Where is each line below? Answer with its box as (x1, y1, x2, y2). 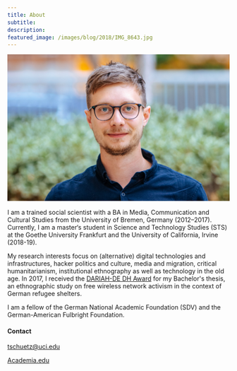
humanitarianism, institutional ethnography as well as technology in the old (7, 266, 224, 275)
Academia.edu (7, 356, 49, 365)
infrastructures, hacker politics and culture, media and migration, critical (7, 259, 217, 268)
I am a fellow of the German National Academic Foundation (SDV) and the (7, 302, 221, 311)
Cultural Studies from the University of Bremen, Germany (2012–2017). (7, 216, 212, 224)
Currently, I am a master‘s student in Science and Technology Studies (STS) (7, 223, 228, 231)
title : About (7, 11, 46, 18)
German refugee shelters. (7, 289, 83, 298)
